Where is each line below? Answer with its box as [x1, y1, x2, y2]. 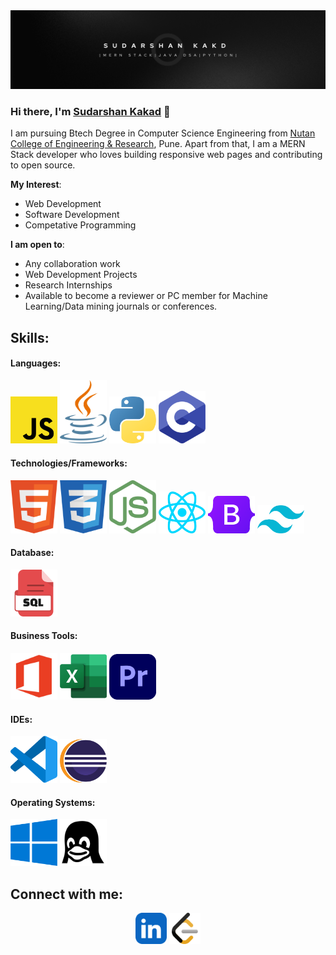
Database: [10, 547, 55, 559]
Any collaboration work [24, 258, 121, 270]
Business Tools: [10, 630, 78, 642]
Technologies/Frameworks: [10, 457, 128, 469]
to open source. [10, 159, 76, 171]
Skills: [10, 329, 50, 346]
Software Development [24, 209, 120, 221]
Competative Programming [24, 219, 137, 231]
